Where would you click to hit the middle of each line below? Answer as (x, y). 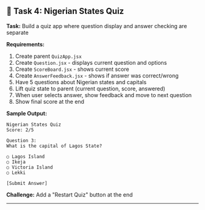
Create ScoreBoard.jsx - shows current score (72, 69)
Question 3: (21, 140)
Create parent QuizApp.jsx (49, 56)
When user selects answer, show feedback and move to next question (103, 95)
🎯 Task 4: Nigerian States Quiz (65, 11)
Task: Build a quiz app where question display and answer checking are (97, 26)
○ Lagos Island (26, 156)
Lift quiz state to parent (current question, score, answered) (90, 89)
